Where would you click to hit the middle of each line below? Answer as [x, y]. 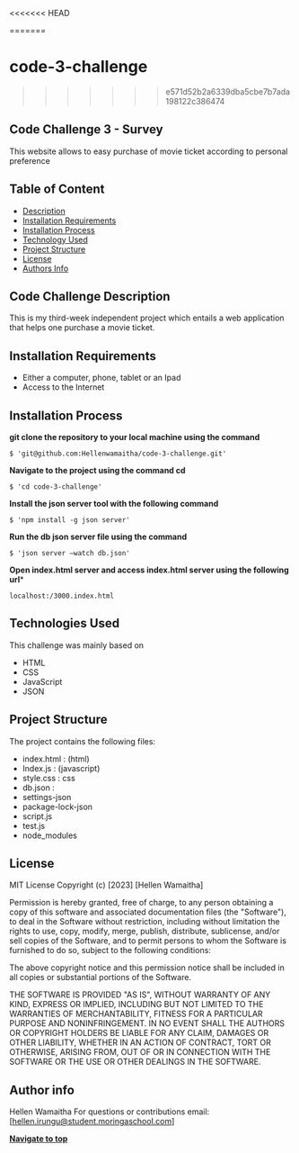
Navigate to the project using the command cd [97, 470]
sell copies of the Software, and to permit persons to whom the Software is [148, 941]
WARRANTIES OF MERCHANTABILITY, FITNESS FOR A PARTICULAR [136, 1014]
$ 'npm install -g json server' [70, 520]
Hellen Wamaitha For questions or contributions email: [110, 1112]
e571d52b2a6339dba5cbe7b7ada [228, 91]
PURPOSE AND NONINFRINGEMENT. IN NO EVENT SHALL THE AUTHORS [147, 1023]
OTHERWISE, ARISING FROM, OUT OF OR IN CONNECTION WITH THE [140, 1052]
